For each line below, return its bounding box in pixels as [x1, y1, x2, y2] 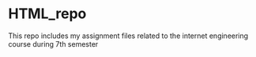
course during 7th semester [8, 39, 99, 48]
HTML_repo [8, 5, 87, 23]
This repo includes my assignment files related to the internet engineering [8, 31, 249, 40]
